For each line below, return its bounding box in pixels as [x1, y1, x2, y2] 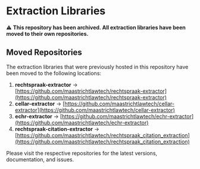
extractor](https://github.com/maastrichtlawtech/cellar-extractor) [14, 106, 176, 114]
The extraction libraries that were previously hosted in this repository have [6, 63, 189, 70]
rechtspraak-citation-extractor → [14, 125, 99, 132]
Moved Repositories [6, 48, 82, 58]
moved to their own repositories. [6, 30, 89, 37]
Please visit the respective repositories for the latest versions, [6, 149, 158, 157]
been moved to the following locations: [6, 70, 102, 77]
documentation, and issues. [6, 156, 74, 163]
